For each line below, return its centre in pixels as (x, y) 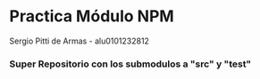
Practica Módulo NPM (92, 16)
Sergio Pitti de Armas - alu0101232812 (80, 41)
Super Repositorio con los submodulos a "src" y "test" (130, 64)
